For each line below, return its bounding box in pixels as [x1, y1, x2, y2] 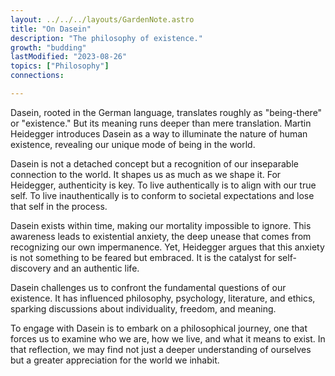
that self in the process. [10, 200, 108, 212]
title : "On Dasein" [10, 24, 92, 34]
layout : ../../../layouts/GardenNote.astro [10, 14, 195, 25]
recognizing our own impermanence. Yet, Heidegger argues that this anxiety [10, 241, 325, 253]
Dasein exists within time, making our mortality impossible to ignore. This [10, 219, 312, 231]
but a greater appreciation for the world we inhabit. [10, 354, 220, 366]
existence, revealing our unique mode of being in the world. [10, 138, 256, 150]
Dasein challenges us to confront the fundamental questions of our [10, 281, 287, 293]
